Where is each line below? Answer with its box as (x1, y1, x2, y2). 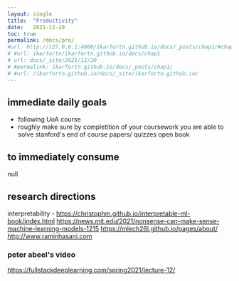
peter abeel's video (7, 250, 76, 260)
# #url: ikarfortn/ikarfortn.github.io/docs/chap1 (7, 51, 161, 58)
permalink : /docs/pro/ (7, 37, 75, 44)
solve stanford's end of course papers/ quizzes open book (17, 130, 190, 139)
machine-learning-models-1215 (7, 224, 100, 233)
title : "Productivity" (7, 17, 78, 24)
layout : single (7, 10, 53, 18)
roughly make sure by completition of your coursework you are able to (17, 122, 224, 132)
